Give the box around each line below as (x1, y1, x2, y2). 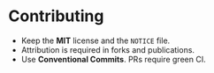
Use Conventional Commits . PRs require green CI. (20, 54, 206, 64)
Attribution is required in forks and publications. (20, 44, 195, 55)
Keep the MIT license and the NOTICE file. (20, 35, 171, 46)
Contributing (8, 6, 104, 26)
